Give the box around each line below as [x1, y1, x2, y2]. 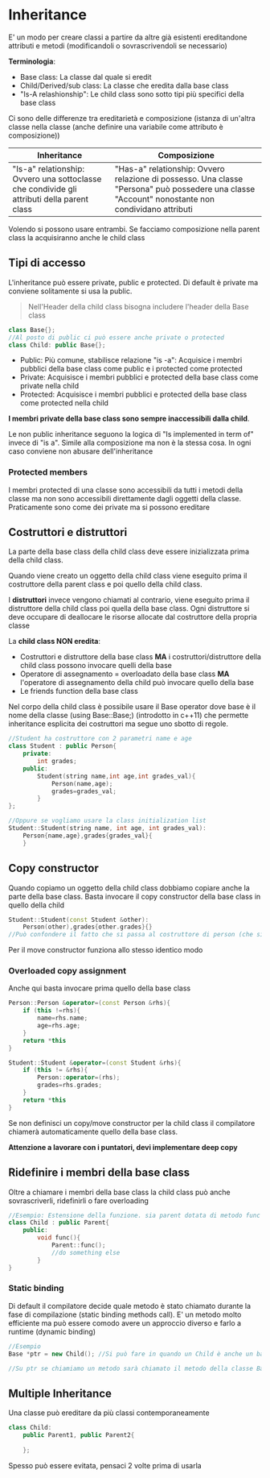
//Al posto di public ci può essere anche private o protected [8, 333, 225, 342]
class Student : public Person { [8, 742, 117, 750]
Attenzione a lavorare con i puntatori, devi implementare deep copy [8, 1142, 239, 1152]
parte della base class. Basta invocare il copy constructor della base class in [8, 891, 261, 901]
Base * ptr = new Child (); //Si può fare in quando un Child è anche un [8, 1350, 253, 1358]
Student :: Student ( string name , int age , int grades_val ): [8, 824, 207, 832]
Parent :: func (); [51, 1241, 106, 1250]
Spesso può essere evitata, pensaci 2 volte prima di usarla [8, 1460, 202, 1470]
